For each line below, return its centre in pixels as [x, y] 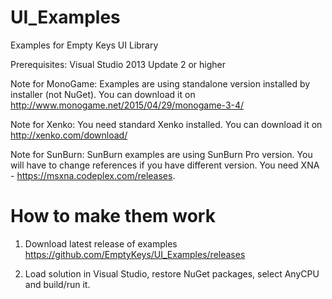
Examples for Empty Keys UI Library [84, 45]
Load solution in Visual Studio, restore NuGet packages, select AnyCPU [172, 273]
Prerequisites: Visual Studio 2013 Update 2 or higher [118, 64]
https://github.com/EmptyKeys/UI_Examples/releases [135, 254]
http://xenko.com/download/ [69, 135]
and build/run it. [57, 284]
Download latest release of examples [101, 243]
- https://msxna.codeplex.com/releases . [93, 175]
